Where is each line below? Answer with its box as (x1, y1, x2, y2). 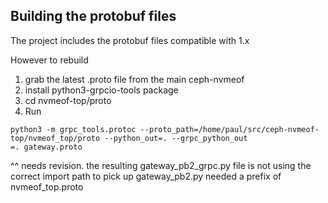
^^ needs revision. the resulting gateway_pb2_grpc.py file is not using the (10, 159, 312, 171)
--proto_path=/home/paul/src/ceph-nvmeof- (139, 124, 320, 134)
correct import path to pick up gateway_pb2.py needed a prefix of (10, 170, 282, 182)
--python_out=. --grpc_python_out (104, 133, 248, 143)
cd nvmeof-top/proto (24, 94, 112, 106)
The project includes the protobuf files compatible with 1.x (10, 34, 250, 46)
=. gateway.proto (10, 142, 83, 152)
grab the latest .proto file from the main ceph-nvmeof (24, 73, 245, 85)
